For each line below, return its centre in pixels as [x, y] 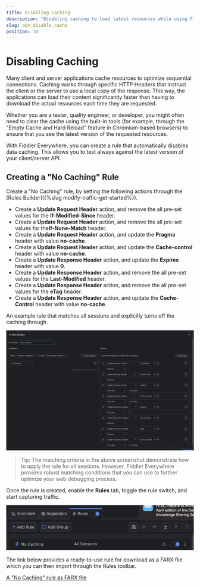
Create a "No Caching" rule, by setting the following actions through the [94, 191]
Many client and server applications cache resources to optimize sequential [99, 78]
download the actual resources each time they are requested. [82, 104]
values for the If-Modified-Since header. [65, 215]
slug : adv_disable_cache [37, 25]
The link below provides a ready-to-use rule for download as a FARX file [94, 560]
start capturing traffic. [33, 496]
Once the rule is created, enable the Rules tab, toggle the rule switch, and [97, 490]
